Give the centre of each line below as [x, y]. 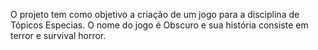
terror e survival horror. [58, 35]
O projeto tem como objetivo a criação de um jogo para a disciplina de [155, 14]
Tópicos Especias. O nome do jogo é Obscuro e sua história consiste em [159, 25]
